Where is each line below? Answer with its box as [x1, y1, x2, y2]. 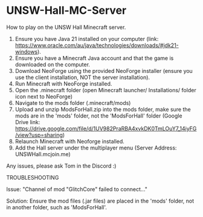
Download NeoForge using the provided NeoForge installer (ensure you [14, 67, 193, 74]
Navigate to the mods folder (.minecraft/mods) [14, 99, 131, 106]
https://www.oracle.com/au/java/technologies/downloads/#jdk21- [14, 42, 179, 49]
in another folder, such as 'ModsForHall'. [6, 203, 108, 211]
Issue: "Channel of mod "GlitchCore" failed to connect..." [6, 185, 148, 193]
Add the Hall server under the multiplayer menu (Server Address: [14, 144, 177, 151]
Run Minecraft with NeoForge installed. [14, 80, 112, 87]
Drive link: [14, 118, 40, 125]
